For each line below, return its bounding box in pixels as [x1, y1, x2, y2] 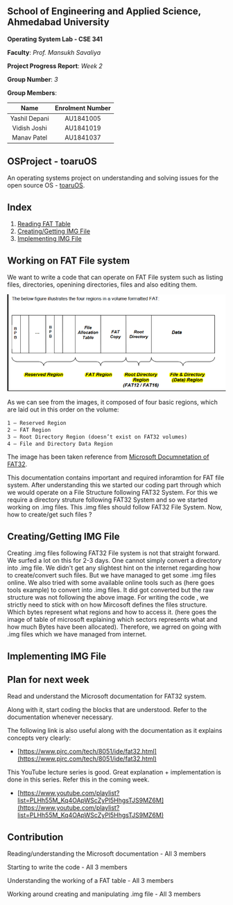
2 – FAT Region [7, 427, 51, 434]
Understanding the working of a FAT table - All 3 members [7, 877, 174, 885]
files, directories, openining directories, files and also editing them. [7, 280, 198, 289]
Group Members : [7, 88, 58, 96]
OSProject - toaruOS [7, 155, 97, 167]
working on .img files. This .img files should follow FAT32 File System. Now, [7, 503, 223, 511]
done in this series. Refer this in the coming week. [7, 775, 150, 784]
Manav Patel [12, 133, 47, 142]
